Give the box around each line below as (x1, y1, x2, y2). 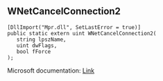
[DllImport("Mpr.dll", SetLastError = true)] (7, 24, 141, 30)
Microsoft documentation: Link (7, 66, 95, 75)
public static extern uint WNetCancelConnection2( (7, 30, 157, 37)
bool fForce (16, 48, 51, 55)
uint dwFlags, (16, 42, 58, 49)
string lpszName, (16, 36, 67, 43)
